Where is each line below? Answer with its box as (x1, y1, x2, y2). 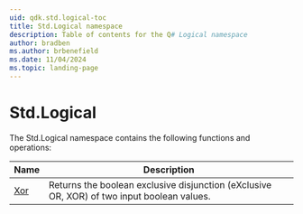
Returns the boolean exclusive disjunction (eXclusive (48, 178, 272, 191)
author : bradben (9, 38, 70, 48)
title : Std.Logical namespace (9, 22, 124, 31)
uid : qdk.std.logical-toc (9, 13, 106, 23)
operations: (9, 142, 52, 153)
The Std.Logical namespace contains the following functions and (9, 132, 251, 143)
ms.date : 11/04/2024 (9, 55, 87, 64)
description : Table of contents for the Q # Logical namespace (9, 30, 248, 39)
